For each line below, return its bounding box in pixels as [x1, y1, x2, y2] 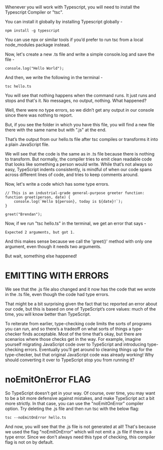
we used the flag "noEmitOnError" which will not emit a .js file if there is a [5, 429, 152, 434]
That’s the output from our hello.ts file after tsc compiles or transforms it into [5, 137, 158, 142]
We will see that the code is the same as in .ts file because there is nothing [5, 151, 155, 157]
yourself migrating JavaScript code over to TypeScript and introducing [5, 341, 146, 347]
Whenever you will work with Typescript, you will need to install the [5, 4, 140, 10]
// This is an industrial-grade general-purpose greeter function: [5, 191, 145, 196]
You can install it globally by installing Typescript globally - [5, 19, 123, 24]
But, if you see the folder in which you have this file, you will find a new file [5, 122, 155, 127]
